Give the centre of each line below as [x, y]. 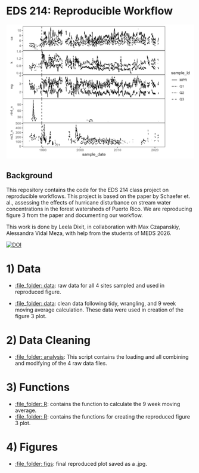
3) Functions [38, 387]
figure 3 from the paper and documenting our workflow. [74, 215]
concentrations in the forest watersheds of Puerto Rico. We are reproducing [99, 209]
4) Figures [32, 447]
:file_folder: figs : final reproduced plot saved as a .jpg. [81, 463]
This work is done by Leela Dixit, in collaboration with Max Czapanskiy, [93, 227]
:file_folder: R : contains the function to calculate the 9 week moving [97, 404]
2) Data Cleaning [49, 341]
